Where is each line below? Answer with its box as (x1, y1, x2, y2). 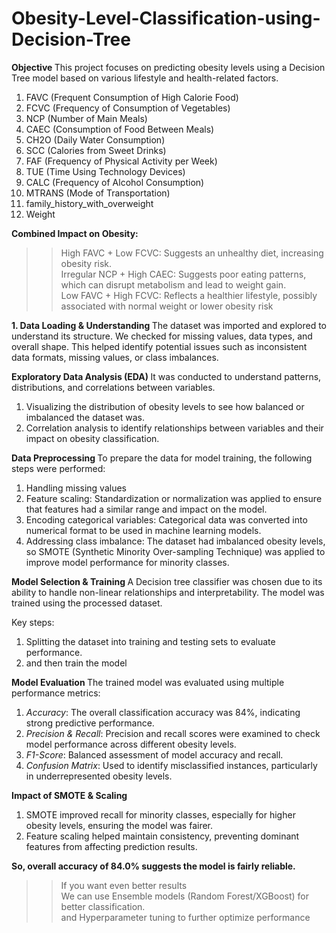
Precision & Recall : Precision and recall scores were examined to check (25, 727, 321, 739)
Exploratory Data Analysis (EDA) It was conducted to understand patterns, (11, 370, 322, 382)
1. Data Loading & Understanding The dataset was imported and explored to (11, 319, 328, 331)
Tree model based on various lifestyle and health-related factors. (11, 72, 279, 84)
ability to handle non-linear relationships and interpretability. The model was (11, 586, 325, 598)
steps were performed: (11, 462, 106, 474)
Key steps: (11, 616, 55, 628)
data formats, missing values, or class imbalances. (11, 351, 219, 363)
